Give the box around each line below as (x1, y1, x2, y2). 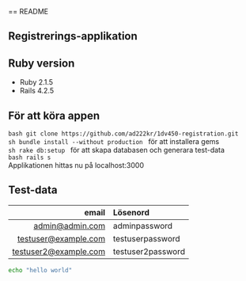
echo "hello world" (8, 266, 73, 274)
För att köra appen (8, 108, 100, 122)
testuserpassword (112, 233, 180, 244)
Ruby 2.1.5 (19, 78, 54, 87)
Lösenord (112, 207, 150, 218)
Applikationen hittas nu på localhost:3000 (8, 161, 145, 170)
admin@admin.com (33, 220, 105, 231)
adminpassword (112, 220, 172, 231)
